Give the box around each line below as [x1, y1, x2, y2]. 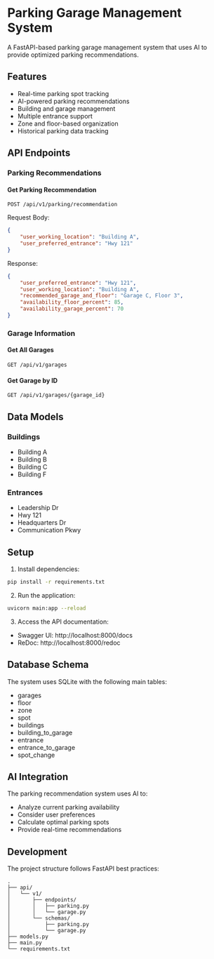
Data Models [7, 410, 64, 422]
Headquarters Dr [17, 518, 67, 527]
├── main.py [7, 939, 42, 946]
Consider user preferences [17, 810, 96, 819]
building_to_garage [17, 728, 73, 737]
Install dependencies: [17, 565, 80, 573]
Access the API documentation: [17, 617, 109, 626]
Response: [7, 259, 39, 267]
